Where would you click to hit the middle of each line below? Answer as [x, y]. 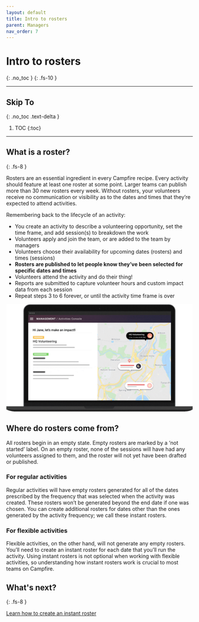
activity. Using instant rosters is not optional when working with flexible [93, 556]
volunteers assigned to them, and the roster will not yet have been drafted [96, 455]
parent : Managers [28, 25]
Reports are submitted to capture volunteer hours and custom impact [99, 283]
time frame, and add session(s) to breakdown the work [82, 232]
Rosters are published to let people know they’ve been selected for [99, 264]
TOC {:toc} [28, 128]
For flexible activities [37, 531]
